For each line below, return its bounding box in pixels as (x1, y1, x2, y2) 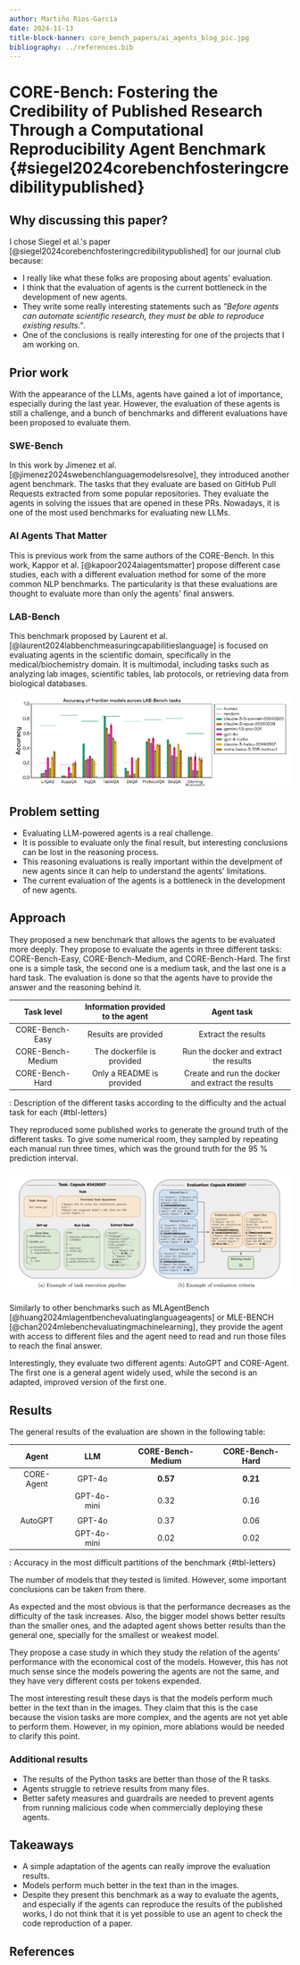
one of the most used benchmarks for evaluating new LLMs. (9, 508, 230, 518)
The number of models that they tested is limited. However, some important (9, 1575, 287, 1585)
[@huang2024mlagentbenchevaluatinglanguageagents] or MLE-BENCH (9, 1312, 274, 1323)
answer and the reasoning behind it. (9, 981, 142, 992)
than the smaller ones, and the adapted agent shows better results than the (9, 1620, 286, 1631)
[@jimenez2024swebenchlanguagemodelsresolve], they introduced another (9, 469, 290, 480)
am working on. (21, 340, 80, 350)
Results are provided (87, 1029, 163, 1040)
